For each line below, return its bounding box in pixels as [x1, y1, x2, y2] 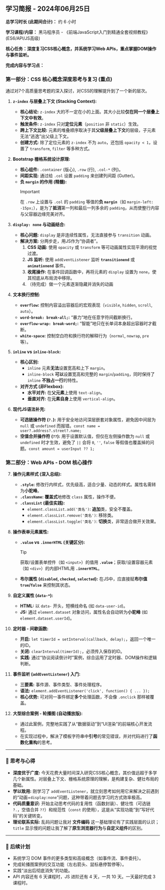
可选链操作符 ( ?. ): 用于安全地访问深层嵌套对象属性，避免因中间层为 [20, 417, 156, 423]
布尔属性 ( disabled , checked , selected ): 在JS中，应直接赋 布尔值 [20, 576, 147, 582]
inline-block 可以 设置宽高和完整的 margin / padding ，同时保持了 [27, 371, 155, 377]
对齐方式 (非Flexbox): [20, 384, 64, 389]
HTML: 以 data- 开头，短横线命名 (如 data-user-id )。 [20, 603, 128, 609]
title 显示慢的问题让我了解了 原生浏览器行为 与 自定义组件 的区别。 [12, 825, 145, 831]
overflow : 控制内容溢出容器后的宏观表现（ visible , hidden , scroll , [20, 302, 153, 308]
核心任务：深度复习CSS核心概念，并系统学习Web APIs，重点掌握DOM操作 [5, 46, 157, 52]
